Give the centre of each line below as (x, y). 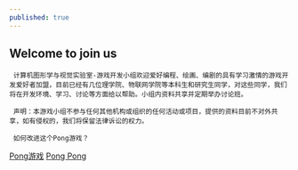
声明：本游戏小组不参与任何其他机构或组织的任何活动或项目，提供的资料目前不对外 (142, 112)
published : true (39, 17)
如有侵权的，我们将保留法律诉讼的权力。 (85, 121)
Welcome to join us (63, 54)
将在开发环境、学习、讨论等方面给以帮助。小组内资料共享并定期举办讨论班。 (129, 94)
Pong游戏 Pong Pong (48, 156)
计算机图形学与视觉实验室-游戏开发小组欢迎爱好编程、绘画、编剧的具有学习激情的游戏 (147, 76)
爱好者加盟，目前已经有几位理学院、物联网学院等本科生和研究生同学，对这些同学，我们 (151, 85)
